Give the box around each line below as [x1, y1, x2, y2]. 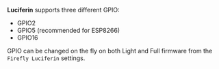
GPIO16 [16, 33, 39, 42]
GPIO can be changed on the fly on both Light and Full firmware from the [7, 47, 213, 55]
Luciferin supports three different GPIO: [7, 6, 120, 14]
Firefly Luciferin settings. [7, 54, 86, 62]
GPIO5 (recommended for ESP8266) [16, 27, 120, 34]
